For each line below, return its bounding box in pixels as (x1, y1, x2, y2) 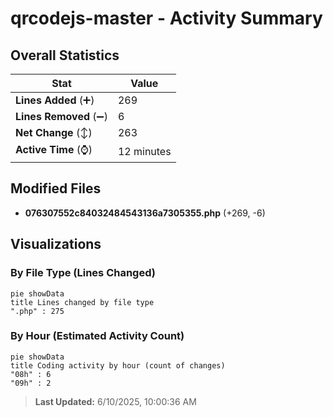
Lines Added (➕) (15, 93, 95, 107)
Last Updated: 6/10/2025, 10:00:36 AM (34, 395, 197, 407)
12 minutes (117, 144, 172, 158)
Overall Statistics (10, 47, 120, 64)
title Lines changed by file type (10, 297, 155, 307)
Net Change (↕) (15, 126, 93, 139)
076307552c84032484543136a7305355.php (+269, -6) (24, 207, 266, 219)
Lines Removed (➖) (15, 110, 108, 123)
